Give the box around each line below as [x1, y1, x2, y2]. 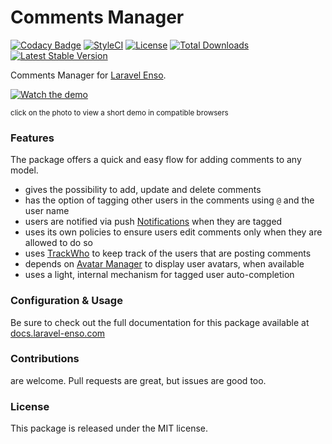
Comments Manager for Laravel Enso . [10, 69, 167, 81]
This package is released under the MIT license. [10, 422, 208, 435]
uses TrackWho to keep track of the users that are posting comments [24, 247, 312, 260]
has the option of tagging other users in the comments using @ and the [24, 194, 315, 206]
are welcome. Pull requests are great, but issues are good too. [10, 374, 267, 386]
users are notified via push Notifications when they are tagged [24, 216, 283, 228]
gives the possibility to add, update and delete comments [24, 184, 262, 196]
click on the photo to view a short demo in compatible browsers [10, 107, 229, 118]
